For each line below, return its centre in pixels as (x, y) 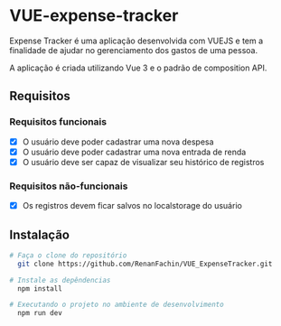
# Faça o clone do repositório (68, 255)
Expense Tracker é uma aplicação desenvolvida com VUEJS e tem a (136, 41)
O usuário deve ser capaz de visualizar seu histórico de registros (143, 162)
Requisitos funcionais (58, 122)
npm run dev (40, 313)
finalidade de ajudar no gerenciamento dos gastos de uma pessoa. (134, 50)
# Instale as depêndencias (60, 280)
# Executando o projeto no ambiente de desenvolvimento (117, 305)
